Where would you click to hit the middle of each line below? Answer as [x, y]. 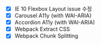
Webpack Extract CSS [42, 29]
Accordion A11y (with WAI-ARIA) [55, 22]
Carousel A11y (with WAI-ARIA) [53, 16]
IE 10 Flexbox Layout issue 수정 [53, 9]
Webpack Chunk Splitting [46, 36]
